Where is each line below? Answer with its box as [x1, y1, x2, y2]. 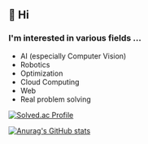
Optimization [20, 68, 63, 78]
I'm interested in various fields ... [8, 33, 142, 44]
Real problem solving [20, 94, 91, 104]
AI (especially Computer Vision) [20, 50, 127, 61]
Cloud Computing [20, 76, 80, 86]
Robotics [20, 59, 50, 69]
